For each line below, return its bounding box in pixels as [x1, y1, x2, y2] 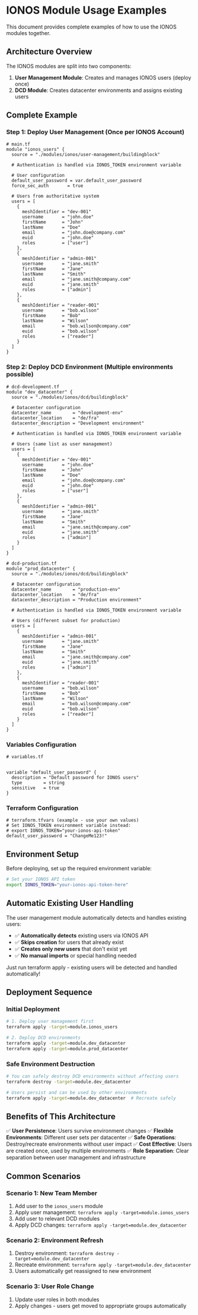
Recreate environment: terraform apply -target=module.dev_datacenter [14, 1261, 191, 1268]
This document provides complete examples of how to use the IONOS [6, 23, 177, 30]
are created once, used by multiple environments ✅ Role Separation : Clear [6, 1147, 189, 1155]
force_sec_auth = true [11, 183, 84, 189]
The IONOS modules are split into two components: [6, 62, 132, 69]
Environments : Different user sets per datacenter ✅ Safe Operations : [6, 1134, 177, 1141]
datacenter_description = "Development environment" [11, 420, 145, 426]
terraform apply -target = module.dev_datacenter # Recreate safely [6, 1095, 177, 1101]
